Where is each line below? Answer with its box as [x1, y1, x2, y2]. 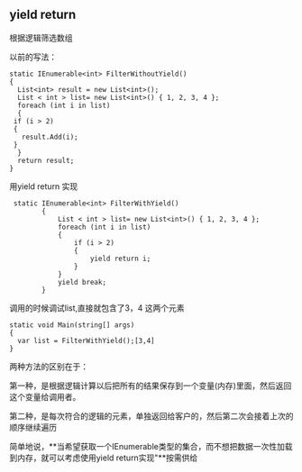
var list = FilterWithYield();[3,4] [17, 336, 155, 345]
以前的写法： [9, 51, 57, 62]
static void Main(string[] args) [9, 320, 135, 330]
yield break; [57, 277, 106, 286]
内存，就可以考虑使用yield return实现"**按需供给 [16, 452, 198, 463]
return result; [17, 156, 75, 165]
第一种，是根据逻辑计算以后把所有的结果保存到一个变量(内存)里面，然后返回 [9, 380, 292, 391]
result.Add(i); [21, 132, 78, 141]
